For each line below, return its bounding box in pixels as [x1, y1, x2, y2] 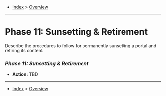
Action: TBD [12, 71, 38, 77]
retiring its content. [5, 48, 44, 53]
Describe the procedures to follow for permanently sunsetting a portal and [5, 42, 157, 48]
